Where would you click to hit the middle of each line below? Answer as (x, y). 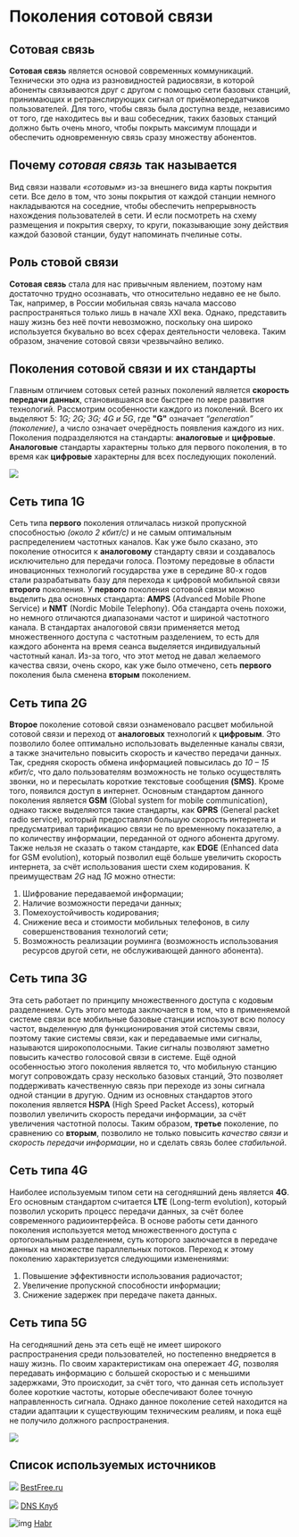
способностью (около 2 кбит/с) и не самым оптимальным (120, 532)
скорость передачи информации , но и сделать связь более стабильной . (148, 1142)
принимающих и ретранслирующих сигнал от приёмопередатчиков (139, 99)
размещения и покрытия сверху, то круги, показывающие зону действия (149, 224)
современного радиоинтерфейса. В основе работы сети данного (134, 1220)
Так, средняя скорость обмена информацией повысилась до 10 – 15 (139, 763)
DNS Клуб (39, 1506)
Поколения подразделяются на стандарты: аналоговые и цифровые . (142, 438)
